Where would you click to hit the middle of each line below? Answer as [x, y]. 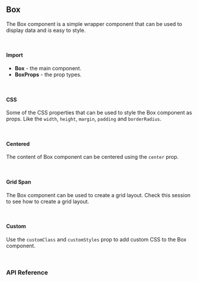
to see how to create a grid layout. [48, 201]
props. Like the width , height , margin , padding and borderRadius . [84, 119]
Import [15, 55]
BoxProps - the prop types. [48, 75]
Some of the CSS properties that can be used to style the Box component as [99, 113]
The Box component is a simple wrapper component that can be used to [94, 24]
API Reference [27, 272]
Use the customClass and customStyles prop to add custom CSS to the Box [96, 239]
